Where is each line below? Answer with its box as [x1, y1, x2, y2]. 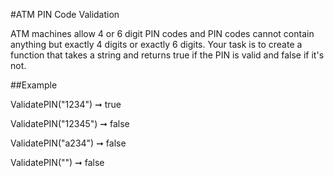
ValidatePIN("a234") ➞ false [10, 137, 127, 149]
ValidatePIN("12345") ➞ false [10, 118, 130, 129]
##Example [10, 79, 58, 91]
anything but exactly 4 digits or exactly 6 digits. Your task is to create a [10, 39, 303, 50]
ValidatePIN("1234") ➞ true [10, 99, 122, 110]
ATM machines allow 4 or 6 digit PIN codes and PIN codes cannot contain [10, 28, 315, 39]
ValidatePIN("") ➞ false [10, 157, 105, 168]
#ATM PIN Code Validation [10, 9, 120, 20]
